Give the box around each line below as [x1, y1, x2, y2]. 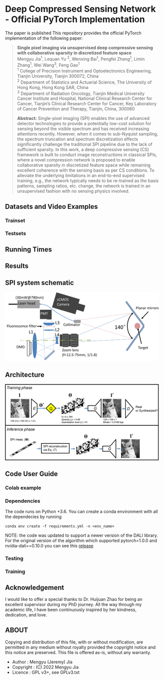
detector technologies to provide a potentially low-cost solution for [17, 121, 151, 127]
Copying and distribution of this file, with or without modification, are [5, 639, 143, 645]
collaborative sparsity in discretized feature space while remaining [17, 162, 151, 168]
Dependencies [5, 498, 41, 504]
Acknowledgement [5, 583, 64, 591]
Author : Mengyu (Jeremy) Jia [12, 659, 73, 665]
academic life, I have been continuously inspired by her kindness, [5, 607, 137, 612]
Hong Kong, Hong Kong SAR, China [17, 84, 89, 90]
